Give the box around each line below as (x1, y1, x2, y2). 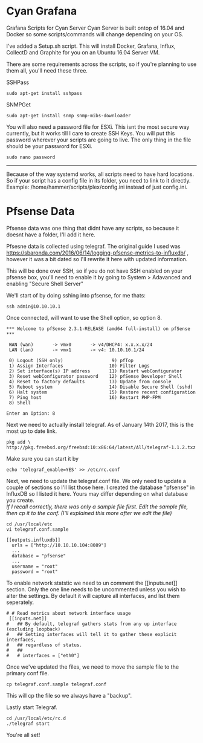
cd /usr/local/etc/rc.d (6, 715, 66, 721)
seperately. (6, 599, 34, 606)
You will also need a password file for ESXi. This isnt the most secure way (6, 123, 190, 131)
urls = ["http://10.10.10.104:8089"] (11, 542, 107, 548)
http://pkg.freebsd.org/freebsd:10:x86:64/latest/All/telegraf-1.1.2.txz (6, 444, 196, 450)
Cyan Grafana (6, 4, 77, 18)
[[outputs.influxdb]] (6, 537, 61, 543)
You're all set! (6, 731, 40, 738)
